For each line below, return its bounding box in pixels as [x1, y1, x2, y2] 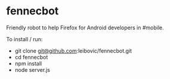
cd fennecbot [14, 53, 48, 60]
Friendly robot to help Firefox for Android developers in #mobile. [6, 24, 164, 31]
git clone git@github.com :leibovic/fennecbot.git [14, 47, 132, 54]
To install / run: [6, 35, 43, 42]
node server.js [14, 66, 51, 73]
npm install [14, 60, 42, 67]
